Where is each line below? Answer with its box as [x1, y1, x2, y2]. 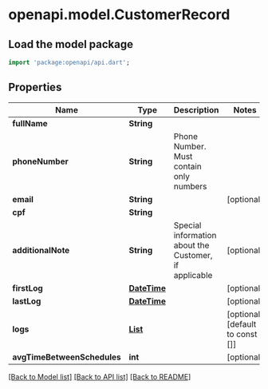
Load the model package [8, 38, 134, 51]
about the [173, 240, 210, 251]
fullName [12, 117, 48, 129]
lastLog [12, 296, 41, 307]
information [173, 229, 217, 240]
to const [227, 328, 258, 339]
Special [173, 220, 202, 231]
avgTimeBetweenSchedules [12, 351, 121, 363]
